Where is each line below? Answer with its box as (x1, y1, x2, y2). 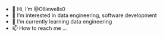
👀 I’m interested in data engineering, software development (11, 12, 157, 19)
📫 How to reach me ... (11, 25, 67, 32)
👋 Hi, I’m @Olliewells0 (11, 6, 65, 12)
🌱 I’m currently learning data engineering (11, 18, 112, 25)
